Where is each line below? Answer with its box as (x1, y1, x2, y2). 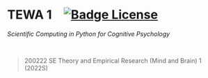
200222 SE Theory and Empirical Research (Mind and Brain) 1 (24, 56, 202, 65)
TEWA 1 (7, 7, 52, 23)
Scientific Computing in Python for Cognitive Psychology (7, 30, 170, 38)
